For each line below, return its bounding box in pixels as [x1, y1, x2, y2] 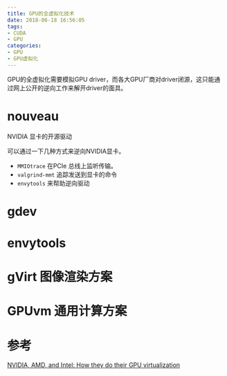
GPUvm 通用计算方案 [7, 303, 127, 319]
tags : [7, 23, 23, 30]
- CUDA [7, 29, 26, 37]
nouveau [7, 108, 59, 124]
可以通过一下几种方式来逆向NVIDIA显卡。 [7, 147, 125, 155]
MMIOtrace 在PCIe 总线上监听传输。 [17, 161, 118, 170]
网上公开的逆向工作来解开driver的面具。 [12, 84, 127, 92]
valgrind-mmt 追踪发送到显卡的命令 [17, 170, 118, 179]
